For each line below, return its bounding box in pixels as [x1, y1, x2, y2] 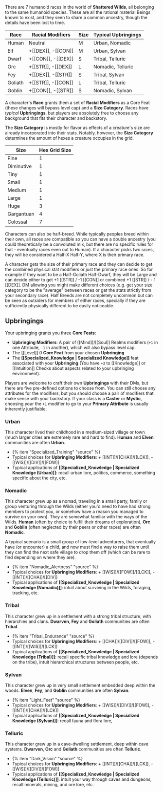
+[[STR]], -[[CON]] [28, 79, 73, 86]
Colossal [7, 218, 28, 225]
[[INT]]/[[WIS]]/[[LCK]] [12, 643, 58, 649]
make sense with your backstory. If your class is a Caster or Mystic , [5, 395, 142, 401]
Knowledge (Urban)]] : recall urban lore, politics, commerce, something [12, 470, 156, 476]
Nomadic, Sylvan [93, 87, 132, 94]
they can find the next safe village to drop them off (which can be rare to [5, 549, 151, 555]
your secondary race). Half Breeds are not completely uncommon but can [5, 293, 153, 298]
